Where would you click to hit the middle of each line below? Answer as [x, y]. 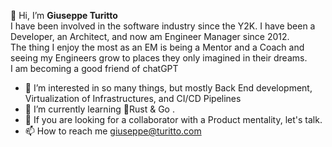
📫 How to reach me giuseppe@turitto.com [113, 131]
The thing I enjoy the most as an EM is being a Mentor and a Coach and [157, 47]
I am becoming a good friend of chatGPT [94, 68]
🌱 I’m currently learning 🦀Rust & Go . [99, 109]
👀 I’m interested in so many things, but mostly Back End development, [168, 88]
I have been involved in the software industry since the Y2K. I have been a [163, 26]
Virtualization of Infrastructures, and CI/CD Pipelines [133, 98]
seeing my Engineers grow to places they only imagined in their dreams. [159, 58]
